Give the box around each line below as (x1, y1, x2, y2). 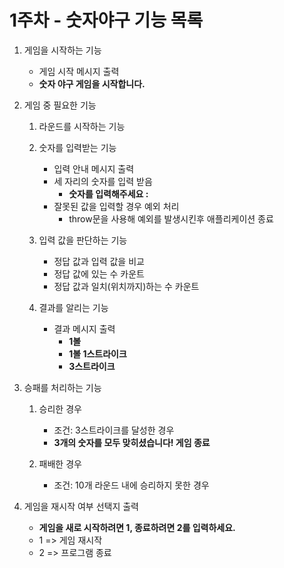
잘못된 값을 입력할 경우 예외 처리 (53, 200, 180, 212)
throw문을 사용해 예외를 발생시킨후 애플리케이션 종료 (68, 212, 274, 225)
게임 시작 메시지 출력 (38, 65, 120, 77)
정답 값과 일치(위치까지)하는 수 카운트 (53, 280, 200, 292)
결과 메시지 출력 (53, 322, 116, 335)
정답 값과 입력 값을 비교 (53, 255, 145, 267)
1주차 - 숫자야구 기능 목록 (9, 9, 204, 32)
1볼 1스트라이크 (68, 347, 127, 360)
